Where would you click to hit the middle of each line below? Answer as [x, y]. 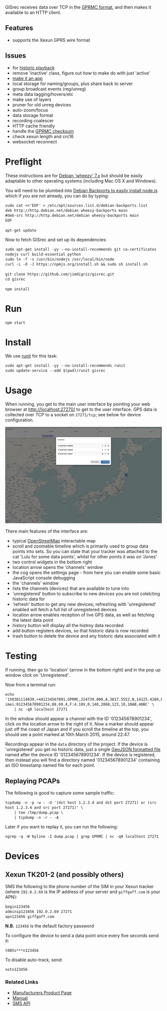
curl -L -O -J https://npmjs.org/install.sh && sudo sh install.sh [77, 264]
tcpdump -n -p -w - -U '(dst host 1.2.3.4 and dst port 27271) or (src [81, 803]
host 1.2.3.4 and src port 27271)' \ [44, 808]
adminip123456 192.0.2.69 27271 [39, 912]
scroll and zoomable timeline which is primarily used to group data [80, 546]
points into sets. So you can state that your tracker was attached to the [85, 551]
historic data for [29, 599]
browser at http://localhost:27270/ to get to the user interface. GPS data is [81, 409]
